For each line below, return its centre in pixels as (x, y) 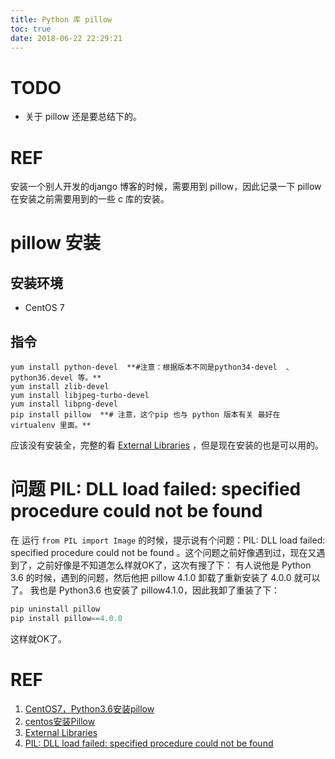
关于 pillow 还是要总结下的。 (83, 117)
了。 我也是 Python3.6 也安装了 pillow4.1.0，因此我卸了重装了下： (145, 590)
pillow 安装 (55, 243)
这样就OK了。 (39, 638)
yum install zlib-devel (60, 387)
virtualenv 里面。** (51, 426)
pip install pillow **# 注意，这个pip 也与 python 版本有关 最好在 (145, 415)
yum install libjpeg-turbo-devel (80, 396)
